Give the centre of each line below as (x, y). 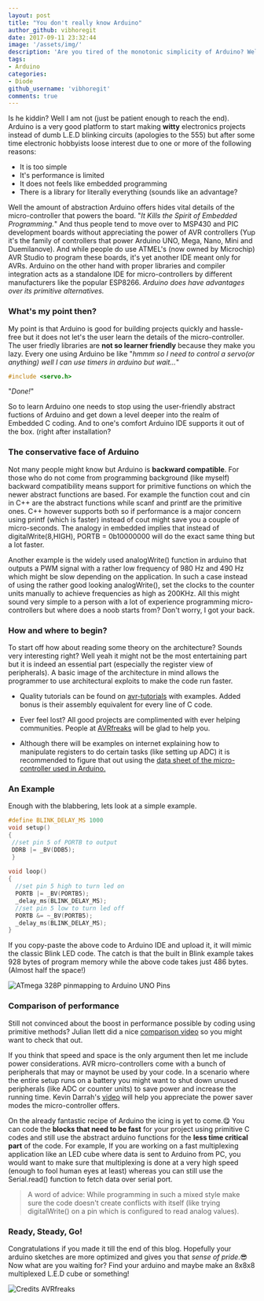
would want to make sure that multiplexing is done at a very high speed (123, 1162)
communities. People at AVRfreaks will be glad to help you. (115, 728)
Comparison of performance (64, 1006)
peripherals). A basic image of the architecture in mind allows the (114, 673)
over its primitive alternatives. (56, 291)
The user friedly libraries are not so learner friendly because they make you (132, 345)
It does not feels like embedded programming (93, 184)
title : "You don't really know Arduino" (75, 23)
